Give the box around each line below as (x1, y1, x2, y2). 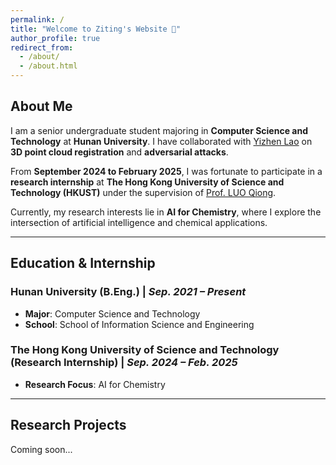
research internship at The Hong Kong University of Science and (10, 176, 285, 188)
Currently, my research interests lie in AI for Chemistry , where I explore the (10, 206, 322, 218)
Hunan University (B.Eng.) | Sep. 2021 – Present (10, 285, 247, 299)
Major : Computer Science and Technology (24, 307, 201, 320)
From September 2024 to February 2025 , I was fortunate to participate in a (10, 165, 323, 177)
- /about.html (19, 61, 78, 71)
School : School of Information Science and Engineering (24, 318, 255, 330)
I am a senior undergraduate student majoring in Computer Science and (10, 124, 308, 136)
